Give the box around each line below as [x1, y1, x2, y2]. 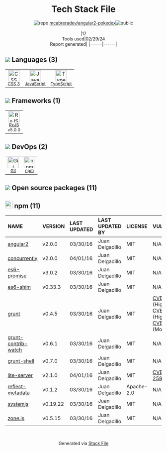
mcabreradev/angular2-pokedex [49, 20, 116, 26]
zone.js [7, 415, 25, 422]
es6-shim [7, 283, 31, 290]
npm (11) [14, 202, 41, 210]
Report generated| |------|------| [50, 41, 117, 47]
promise [7, 272, 27, 279]
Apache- [126, 383, 148, 390]
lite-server [7, 372, 33, 379]
